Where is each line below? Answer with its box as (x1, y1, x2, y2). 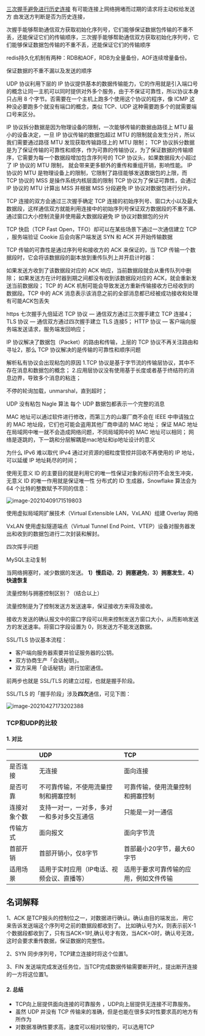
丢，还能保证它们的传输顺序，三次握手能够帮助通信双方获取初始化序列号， (6, 34, 193, 41)
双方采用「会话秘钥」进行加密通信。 (15, 664, 107, 671)
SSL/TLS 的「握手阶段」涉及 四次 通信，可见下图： (6, 690, 131, 697)
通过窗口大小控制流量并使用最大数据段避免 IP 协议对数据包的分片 (6, 213, 170, 220)
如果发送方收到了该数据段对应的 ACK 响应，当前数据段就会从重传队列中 (6, 267, 186, 274)
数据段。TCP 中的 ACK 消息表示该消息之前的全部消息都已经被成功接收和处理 (6, 290, 198, 297)
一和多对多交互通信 (38, 813, 95, 821)
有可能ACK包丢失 (6, 298, 50, 304)
